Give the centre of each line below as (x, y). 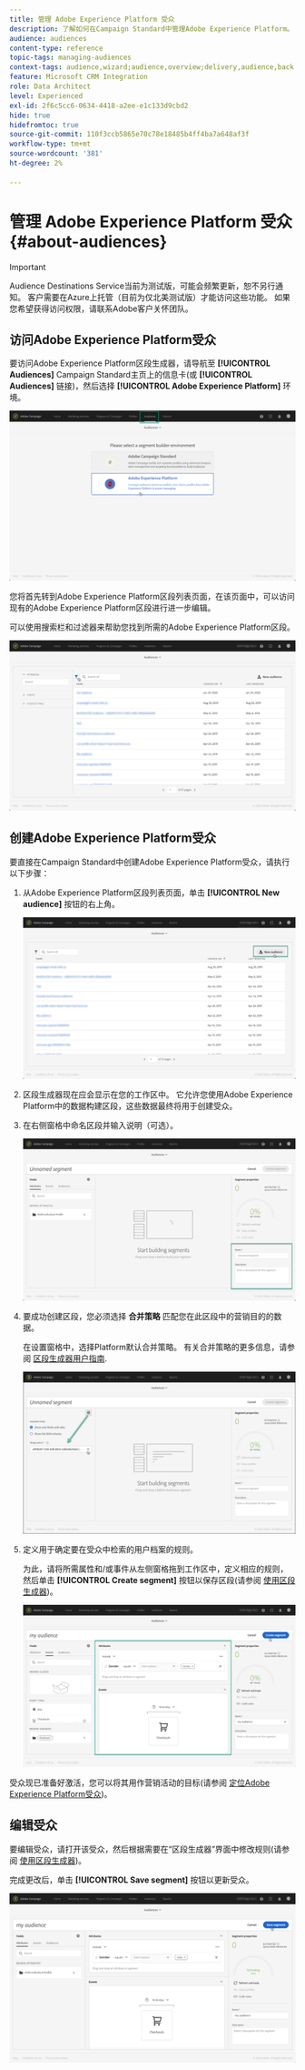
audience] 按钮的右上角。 (71, 904)
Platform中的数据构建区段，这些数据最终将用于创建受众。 (130, 1106)
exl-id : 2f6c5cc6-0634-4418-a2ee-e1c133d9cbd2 (99, 106)
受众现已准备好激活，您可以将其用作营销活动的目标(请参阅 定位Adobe (140, 1782)
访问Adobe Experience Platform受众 (113, 340)
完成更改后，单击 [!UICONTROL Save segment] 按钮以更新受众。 (132, 1880)
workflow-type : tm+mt (50, 144)
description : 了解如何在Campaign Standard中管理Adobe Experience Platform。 (152, 29)
